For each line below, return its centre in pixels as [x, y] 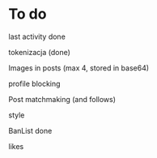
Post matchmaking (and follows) [62, 99]
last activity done [37, 36]
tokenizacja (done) [40, 52]
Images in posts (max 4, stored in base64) [79, 68]
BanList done [30, 130]
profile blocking [34, 83]
